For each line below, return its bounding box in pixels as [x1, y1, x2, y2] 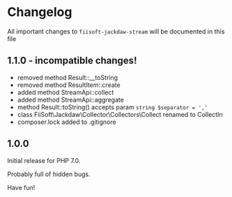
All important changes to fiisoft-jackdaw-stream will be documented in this [7, 27, 225, 36]
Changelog [7, 4, 72, 20]
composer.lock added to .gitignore [17, 118, 116, 126]
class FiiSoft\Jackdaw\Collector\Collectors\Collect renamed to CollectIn [17, 110, 223, 118]
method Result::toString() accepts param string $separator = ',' [17, 102, 208, 111]
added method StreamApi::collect [17, 88, 114, 96]
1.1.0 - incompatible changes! [7, 55, 137, 67]
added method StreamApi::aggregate [17, 95, 124, 104]
